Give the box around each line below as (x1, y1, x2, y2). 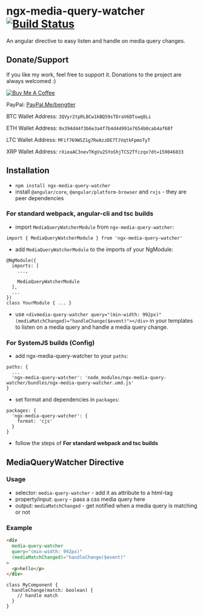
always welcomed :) (6, 77, 56, 84)
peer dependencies (15, 194, 64, 201)
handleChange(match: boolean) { (12, 587, 94, 594)
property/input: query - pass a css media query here (15, 496, 145, 503)
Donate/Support (6, 55, 69, 65)
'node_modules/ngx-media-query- (84, 375, 167, 381)
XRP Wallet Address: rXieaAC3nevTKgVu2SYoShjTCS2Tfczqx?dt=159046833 (6, 147, 184, 155)
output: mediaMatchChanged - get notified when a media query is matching (15, 502, 198, 509)
